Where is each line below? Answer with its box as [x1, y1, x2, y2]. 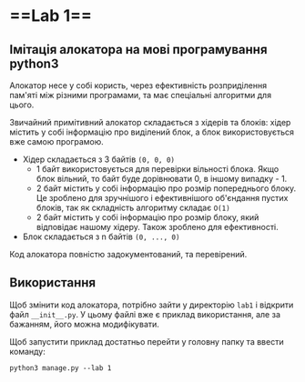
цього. [9, 99, 35, 110]
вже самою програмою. [9, 136, 105, 146]
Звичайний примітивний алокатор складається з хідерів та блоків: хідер [9, 117, 291, 127]
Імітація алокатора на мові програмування [9, 42, 268, 57]
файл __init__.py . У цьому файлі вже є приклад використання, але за [9, 308, 280, 319]
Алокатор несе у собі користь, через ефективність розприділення [9, 80, 267, 91]
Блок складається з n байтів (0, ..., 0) [22, 231, 180, 242]
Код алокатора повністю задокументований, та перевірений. [9, 249, 248, 259]
